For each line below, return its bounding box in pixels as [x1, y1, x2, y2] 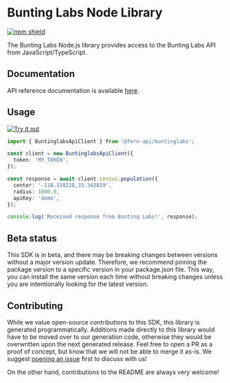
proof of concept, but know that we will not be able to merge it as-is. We [7, 347, 212, 355]
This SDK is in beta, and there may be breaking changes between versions [7, 251, 218, 259]
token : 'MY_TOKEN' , [13, 157, 69, 164]
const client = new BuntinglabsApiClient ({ [7, 150, 134, 157]
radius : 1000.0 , [13, 188, 60, 195]
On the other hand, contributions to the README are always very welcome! [7, 368, 220, 376]
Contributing [7, 300, 63, 311]
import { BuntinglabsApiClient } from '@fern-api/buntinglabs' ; [7, 138, 195, 145]
